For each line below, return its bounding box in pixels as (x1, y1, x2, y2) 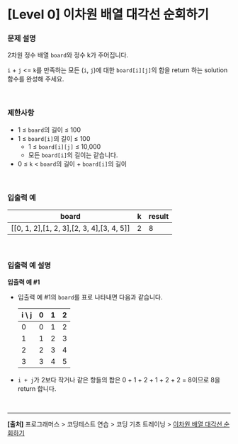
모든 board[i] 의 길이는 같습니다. (28, 150, 118, 159)
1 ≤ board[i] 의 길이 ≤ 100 (17, 134, 91, 142)
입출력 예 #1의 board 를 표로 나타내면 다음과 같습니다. (17, 293, 163, 302)
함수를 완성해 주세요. (7, 75, 64, 84)
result (148, 212, 169, 222)
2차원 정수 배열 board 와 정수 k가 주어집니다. (7, 51, 129, 59)
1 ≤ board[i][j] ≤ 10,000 (28, 142, 101, 151)
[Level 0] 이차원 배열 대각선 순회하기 (7, 6, 209, 23)
